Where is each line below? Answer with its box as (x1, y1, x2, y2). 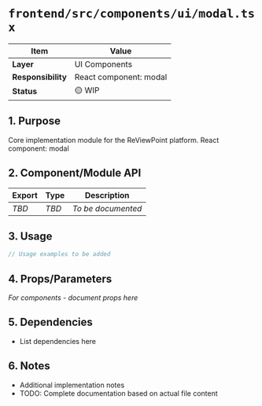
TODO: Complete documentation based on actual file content (19, 388, 218, 398)
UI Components (74, 58, 132, 69)
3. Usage (8, 229, 53, 243)
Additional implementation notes (19, 380, 125, 390)
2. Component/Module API (8, 166, 142, 180)
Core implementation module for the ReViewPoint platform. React (8, 135, 220, 144)
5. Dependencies (8, 316, 93, 329)
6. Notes (8, 360, 50, 373)
